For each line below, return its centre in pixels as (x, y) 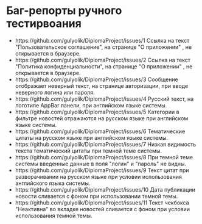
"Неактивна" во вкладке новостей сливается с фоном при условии (103, 209)
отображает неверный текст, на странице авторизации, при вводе (102, 85)
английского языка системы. (53, 183)
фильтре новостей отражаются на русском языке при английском (102, 118)
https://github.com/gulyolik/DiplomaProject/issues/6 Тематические (100, 131)
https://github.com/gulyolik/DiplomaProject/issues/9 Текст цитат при (102, 170)
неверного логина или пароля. (55, 92)
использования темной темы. (54, 215)
